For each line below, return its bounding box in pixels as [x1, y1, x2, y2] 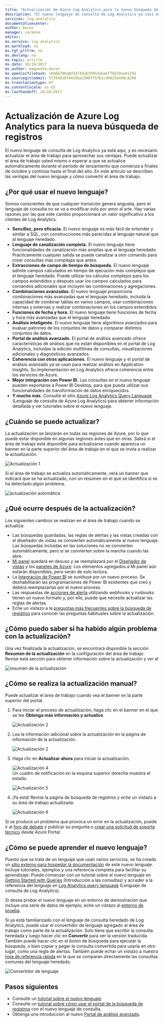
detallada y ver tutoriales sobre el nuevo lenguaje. [12, 403, 113, 409]
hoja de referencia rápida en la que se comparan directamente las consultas [5, 954, 158, 960]
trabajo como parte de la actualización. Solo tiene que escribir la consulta [5, 928, 153, 934]
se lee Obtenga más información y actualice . [12, 712, 104, 718]
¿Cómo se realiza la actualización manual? [5, 679, 138, 687]
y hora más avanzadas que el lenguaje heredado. [12, 314, 111, 320]
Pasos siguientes [5, 982, 59, 991]
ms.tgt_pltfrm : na [5, 48, 42, 53]
